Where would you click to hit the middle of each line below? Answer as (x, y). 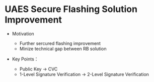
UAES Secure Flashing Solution (71, 9)
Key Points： (25, 59)
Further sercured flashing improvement (60, 43)
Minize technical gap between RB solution (63, 48)
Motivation (23, 33)
